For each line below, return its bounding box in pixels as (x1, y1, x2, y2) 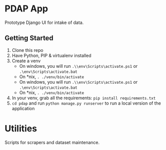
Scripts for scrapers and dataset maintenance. (4, 139, 100, 145)
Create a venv (11, 58, 41, 64)
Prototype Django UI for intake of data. (4, 19, 84, 25)
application (11, 105, 35, 111)
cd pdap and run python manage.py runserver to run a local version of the (11, 100, 161, 106)
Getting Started (4, 34, 54, 42)
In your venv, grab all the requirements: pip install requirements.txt (11, 95, 156, 101)
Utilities (4, 123, 37, 134)
